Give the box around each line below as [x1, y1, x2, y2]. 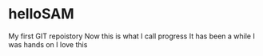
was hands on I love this [8, 39, 88, 49]
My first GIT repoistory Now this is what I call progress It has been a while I [8, 31, 256, 41]
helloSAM [8, 5, 74, 23]
